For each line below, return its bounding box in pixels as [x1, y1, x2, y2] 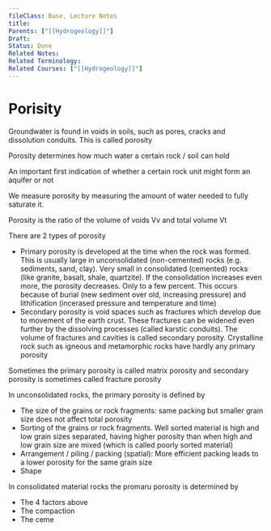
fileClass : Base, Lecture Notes [8, 11, 117, 20]
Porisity [8, 99, 62, 118]
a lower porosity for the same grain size [19, 457, 153, 467]
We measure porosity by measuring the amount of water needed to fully [8, 191, 249, 200]
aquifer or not [8, 175, 54, 185]
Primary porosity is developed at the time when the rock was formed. [19, 246, 251, 256]
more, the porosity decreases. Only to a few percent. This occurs [19, 280, 238, 290]
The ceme [19, 514, 54, 524]
